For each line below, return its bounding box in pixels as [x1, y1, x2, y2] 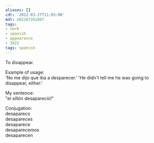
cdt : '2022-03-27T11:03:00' [5, 12, 65, 17]
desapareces [5, 116, 33, 122]
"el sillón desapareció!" [5, 95, 55, 101]
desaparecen [5, 132, 33, 138]
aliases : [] [5, 7, 31, 13]
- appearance [5, 36, 33, 41]
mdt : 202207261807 [5, 17, 44, 22]
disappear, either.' [5, 80, 43, 86]
